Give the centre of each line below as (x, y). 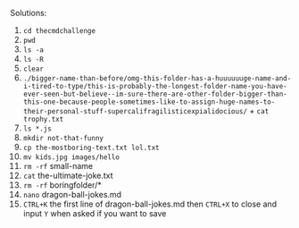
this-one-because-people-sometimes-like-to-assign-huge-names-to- (149, 102)
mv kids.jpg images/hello (71, 157)
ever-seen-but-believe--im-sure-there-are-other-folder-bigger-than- (155, 94)
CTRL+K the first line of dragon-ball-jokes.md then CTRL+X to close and (150, 204)
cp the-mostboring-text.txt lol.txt (91, 148)
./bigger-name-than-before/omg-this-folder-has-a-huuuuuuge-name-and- (157, 79)
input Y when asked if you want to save (95, 213)
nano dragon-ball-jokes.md (72, 194)
